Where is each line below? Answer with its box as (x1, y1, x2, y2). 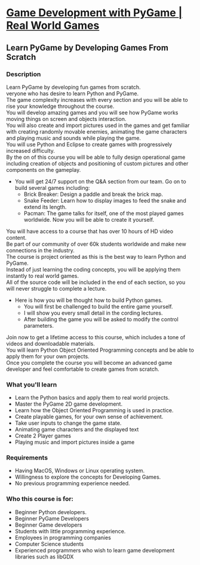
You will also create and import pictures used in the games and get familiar (6, 122, 190, 129)
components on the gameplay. (6, 166, 81, 173)
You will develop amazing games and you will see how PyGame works (6, 108, 179, 116)
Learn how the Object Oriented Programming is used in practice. (14, 407, 174, 414)
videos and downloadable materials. (6, 340, 96, 347)
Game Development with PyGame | (6, 6, 183, 20)
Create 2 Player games (14, 432, 72, 440)
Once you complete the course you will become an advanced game (6, 359, 173, 366)
